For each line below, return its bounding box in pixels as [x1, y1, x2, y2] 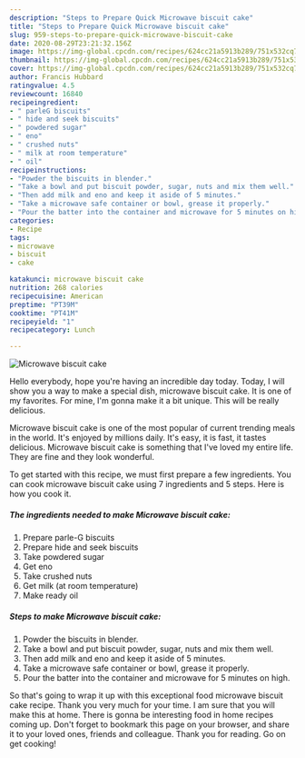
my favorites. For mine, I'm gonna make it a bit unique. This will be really [9, 395, 280, 406]
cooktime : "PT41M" [9, 308, 79, 318]
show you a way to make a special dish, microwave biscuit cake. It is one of [9, 385, 292, 396]
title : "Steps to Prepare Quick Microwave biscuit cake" [9, 22, 230, 31]
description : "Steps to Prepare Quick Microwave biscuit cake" [9, 13, 254, 23]
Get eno [22, 561, 53, 573]
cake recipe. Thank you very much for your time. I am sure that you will [9, 700, 275, 711]
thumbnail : [9, 55, 51, 65]
